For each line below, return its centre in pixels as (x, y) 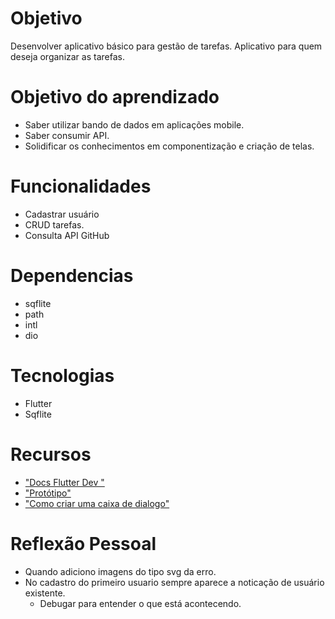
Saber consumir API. (67, 135)
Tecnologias (62, 375)
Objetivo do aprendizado (115, 97)
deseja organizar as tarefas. (67, 56)
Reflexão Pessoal (83, 543)
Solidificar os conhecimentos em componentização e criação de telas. (169, 146)
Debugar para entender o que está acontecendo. (140, 603)
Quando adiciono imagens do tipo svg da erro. (120, 571)
